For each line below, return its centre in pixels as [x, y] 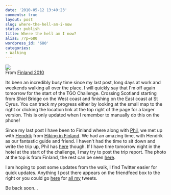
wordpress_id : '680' [27, 43]
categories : [18, 48]
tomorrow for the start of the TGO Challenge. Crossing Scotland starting [81, 93]
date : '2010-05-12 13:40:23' [36, 10]
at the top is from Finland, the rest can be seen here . [60, 157]
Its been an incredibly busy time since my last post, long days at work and [83, 82]
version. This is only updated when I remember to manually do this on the [82, 115]
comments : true [21, 15]
